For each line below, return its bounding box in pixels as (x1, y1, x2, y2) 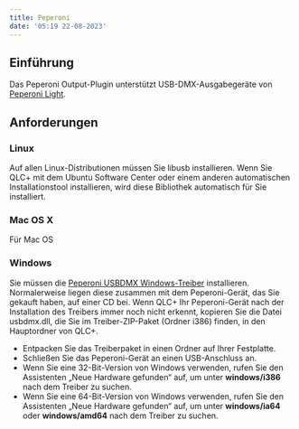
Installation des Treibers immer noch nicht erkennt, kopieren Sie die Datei (9, 306, 283, 317)
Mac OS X (9, 213, 54, 226)
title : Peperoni (9, 13, 70, 23)
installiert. (9, 191, 46, 201)
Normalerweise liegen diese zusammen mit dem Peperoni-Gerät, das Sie (9, 286, 280, 298)
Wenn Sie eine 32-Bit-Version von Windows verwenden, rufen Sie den (22, 362, 284, 373)
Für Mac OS (9, 234, 54, 245)
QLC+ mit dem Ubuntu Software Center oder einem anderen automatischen (9, 173, 291, 182)
